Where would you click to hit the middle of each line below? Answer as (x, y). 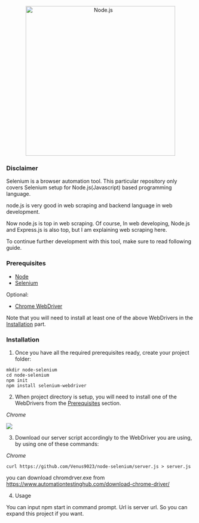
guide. (14, 248)
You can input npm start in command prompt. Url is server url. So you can (97, 507)
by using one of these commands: (57, 444)
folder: (23, 359)
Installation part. (26, 324)
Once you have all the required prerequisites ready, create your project (102, 352)
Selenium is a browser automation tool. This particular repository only (92, 181)
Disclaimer (22, 168)
